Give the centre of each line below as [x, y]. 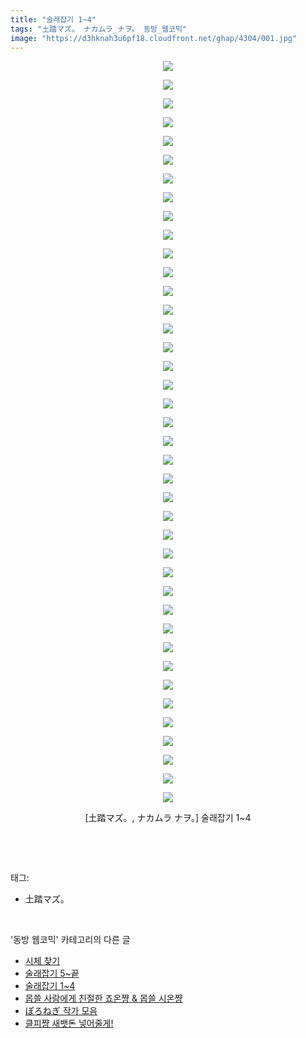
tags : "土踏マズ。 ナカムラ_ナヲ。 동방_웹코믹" [99, 29]
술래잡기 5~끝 [52, 973]
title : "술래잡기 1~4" [53, 19]
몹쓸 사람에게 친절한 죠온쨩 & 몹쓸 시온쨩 [103, 998]
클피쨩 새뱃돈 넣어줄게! [69, 1023]
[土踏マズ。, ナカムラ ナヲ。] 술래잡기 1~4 [168, 818]
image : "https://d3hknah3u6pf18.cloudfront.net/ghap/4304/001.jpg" [154, 38]
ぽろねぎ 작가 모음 [61, 1011]
